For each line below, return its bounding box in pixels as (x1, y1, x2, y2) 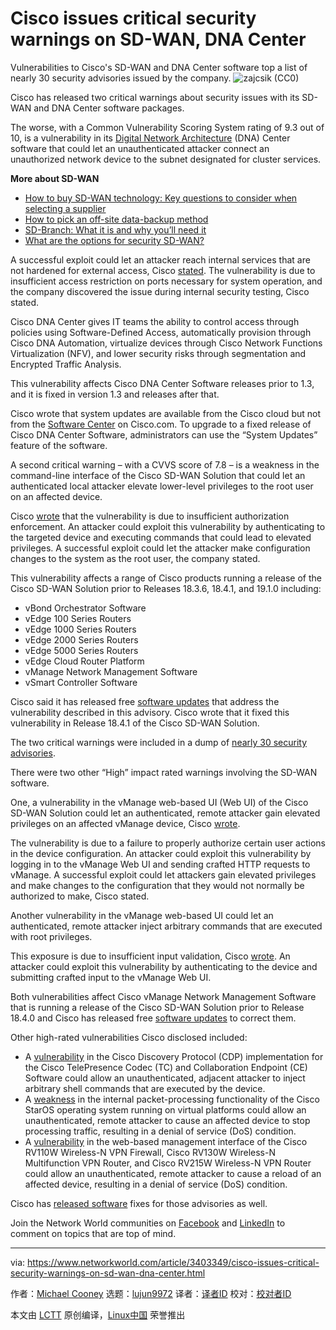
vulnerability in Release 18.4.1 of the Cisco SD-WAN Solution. (10, 717, 260, 729)
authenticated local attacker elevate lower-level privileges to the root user (10, 480, 314, 492)
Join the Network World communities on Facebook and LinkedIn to (10, 1217, 286, 1229)
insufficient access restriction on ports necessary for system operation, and (10, 275, 323, 287)
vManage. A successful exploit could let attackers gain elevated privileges (10, 868, 317, 881)
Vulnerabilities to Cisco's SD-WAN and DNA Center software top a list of (10, 61, 308, 73)
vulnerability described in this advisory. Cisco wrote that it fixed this (10, 706, 290, 718)
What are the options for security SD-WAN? (24, 234, 205, 246)
